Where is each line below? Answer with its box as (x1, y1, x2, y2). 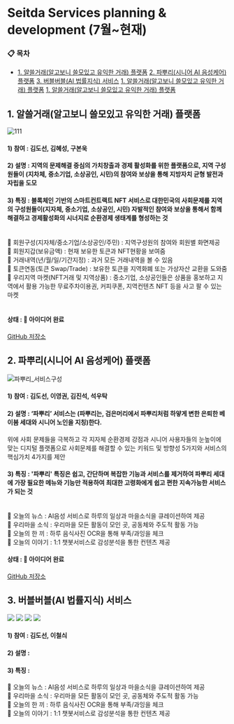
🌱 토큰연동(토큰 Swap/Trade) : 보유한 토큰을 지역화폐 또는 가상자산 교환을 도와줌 (7, 264, 228, 272)
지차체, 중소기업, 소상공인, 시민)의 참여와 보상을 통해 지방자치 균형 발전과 (27, 170, 224, 179)
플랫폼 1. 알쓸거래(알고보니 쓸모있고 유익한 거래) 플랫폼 (27, 85, 176, 94)
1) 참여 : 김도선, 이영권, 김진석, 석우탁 (7, 392, 108, 401)
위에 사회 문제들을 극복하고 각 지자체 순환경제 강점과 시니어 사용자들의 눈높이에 (7, 435, 222, 443)
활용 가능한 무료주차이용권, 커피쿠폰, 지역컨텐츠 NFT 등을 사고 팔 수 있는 (25, 281, 222, 290)
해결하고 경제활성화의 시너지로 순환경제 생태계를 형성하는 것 (7, 214, 168, 222)
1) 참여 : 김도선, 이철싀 (7, 632, 68, 640)
